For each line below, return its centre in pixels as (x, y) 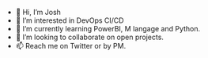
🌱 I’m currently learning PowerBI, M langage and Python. (108, 29)
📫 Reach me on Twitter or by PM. (71, 46)
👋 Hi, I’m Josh (38, 12)
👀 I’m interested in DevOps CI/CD (70, 20)
